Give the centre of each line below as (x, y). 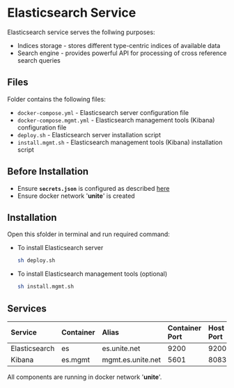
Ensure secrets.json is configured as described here (93, 188)
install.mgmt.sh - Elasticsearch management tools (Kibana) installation (120, 142)
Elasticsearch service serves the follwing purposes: (81, 32)
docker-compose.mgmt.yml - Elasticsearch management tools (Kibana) (116, 120)
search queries (39, 60)
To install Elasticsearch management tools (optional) (92, 274)
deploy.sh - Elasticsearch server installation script (89, 134)
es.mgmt (76, 359)
